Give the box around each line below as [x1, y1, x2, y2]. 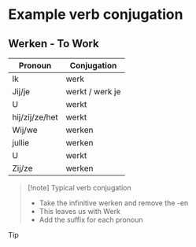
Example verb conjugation [8, 6, 183, 24]
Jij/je [12, 87, 30, 97]
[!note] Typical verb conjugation [27, 183, 131, 192]
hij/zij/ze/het [12, 112, 59, 123]
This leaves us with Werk [39, 207, 120, 216]
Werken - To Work [8, 37, 100, 50]
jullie [12, 138, 30, 148]
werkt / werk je [65, 87, 121, 97]
